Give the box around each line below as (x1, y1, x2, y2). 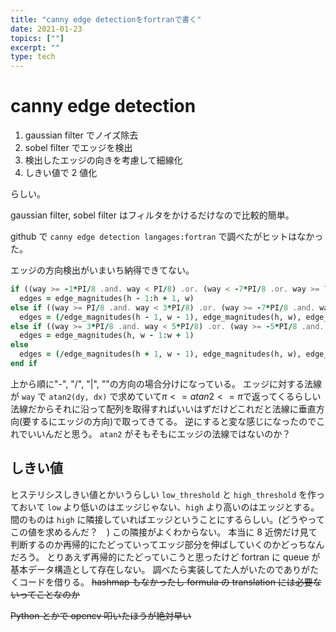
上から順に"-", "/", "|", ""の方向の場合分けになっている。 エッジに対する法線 (10, 377, 323, 390)
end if (10, 359, 38, 369)
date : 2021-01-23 (10, 24, 83, 34)
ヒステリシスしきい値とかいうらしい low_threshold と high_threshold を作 (10, 488, 317, 500)
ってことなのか (18, 588, 80, 600)
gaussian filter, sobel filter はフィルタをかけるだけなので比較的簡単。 (10, 209, 295, 221)
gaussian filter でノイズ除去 (24, 129, 139, 141)
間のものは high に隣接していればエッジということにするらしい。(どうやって (10, 513, 325, 525)
